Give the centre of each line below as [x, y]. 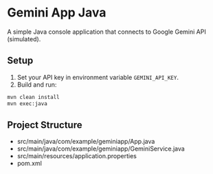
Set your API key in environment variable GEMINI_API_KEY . [98, 77]
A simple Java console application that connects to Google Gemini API [106, 32]
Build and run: [37, 85]
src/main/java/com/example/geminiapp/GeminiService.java [101, 149]
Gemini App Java [57, 13]
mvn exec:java [27, 104]
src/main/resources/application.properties [77, 156]
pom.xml [30, 164]
